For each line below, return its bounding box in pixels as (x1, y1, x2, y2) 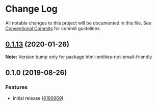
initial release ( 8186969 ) (12, 95, 64, 101)
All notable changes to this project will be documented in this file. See (5, 20, 152, 26)
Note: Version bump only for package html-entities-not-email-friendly (5, 54, 152, 60)
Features (5, 84, 28, 91)
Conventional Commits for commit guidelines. (5, 25, 101, 31)
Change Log (5, 3, 58, 15)
